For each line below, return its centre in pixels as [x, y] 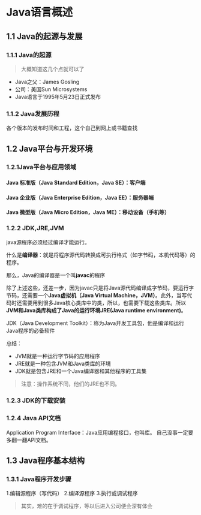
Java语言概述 [40, 12]
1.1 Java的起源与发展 [44, 36]
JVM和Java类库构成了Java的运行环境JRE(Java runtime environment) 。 [96, 310]
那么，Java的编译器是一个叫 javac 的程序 [56, 275]
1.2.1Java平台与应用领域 [41, 167]
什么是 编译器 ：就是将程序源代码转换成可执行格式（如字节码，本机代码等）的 [101, 255]
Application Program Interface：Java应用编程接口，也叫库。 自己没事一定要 [100, 432]
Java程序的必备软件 [31, 330]
